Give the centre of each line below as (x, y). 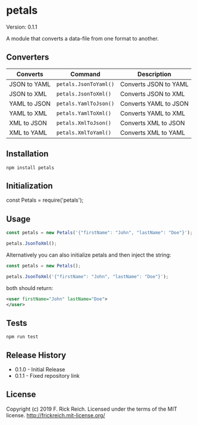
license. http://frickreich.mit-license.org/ (56, 415)
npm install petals (30, 168)
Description (154, 74)
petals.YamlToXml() (84, 113)
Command (86, 74)
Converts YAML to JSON (154, 103)
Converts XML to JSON (153, 123)
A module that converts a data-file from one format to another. (83, 38)
